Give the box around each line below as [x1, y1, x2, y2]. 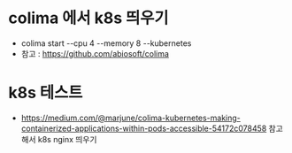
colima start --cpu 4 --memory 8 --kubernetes [20, 37, 192, 49]
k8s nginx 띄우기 [37, 134, 97, 144]
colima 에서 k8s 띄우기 [8, 8, 169, 28]
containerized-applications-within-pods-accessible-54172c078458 [20, 123, 267, 134]
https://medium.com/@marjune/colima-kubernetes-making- [20, 112, 241, 123]
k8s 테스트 [8, 83, 83, 103]
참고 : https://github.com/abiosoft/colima [20, 48, 170, 58]
